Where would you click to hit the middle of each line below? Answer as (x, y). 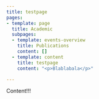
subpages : (24, 35)
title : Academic (32, 29)
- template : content (38, 57)
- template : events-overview (49, 40)
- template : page (28, 23)
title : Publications (43, 46)
